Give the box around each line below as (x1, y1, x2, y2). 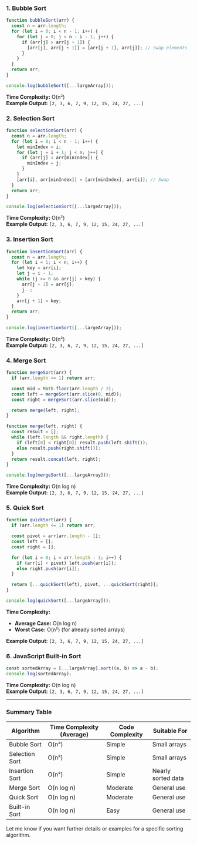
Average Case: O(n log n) (14, 619, 77, 627)
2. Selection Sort (6, 114, 55, 122)
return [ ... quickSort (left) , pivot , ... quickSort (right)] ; (11, 582, 159, 588)
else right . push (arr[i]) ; (16, 565, 80, 571)
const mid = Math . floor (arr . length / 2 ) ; (11, 386, 114, 391)
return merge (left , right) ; (11, 407, 80, 413)
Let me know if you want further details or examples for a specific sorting (6, 825, 184, 832)
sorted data (152, 774, 184, 782)
